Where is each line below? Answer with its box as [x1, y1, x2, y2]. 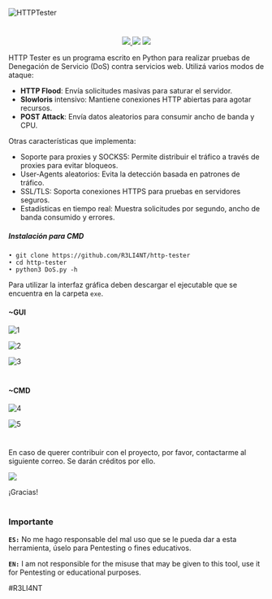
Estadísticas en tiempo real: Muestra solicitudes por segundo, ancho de [19, 204, 261, 214]
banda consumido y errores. [19, 212, 115, 223]
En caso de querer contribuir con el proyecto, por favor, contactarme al [8, 448, 247, 458]
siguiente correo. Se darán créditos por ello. [8, 456, 156, 467]
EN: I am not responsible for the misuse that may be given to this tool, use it [8, 558, 261, 568]
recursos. [19, 103, 53, 113]
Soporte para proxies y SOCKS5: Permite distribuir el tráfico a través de [19, 152, 260, 162]
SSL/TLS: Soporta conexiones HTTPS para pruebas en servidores [19, 187, 241, 197]
